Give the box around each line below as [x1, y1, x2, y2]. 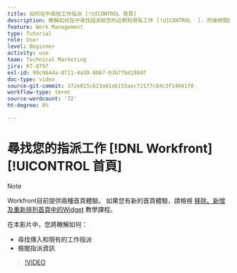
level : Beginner [7, 43, 55, 50]
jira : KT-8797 [7, 63, 49, 70]
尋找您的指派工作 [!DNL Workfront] [7, 141, 213, 157]
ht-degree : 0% [7, 102, 49, 109]
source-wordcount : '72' [7, 96, 78, 103]
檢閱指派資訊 [17, 243, 55, 252]
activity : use [7, 50, 49, 57]
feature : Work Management [7, 23, 83, 30]
